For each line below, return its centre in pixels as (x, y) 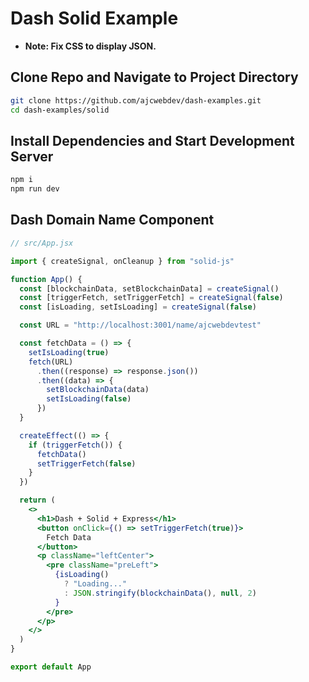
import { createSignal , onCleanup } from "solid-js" (122, 261)
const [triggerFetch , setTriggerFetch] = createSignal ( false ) (151, 298)
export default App (51, 667)
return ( (37, 500)
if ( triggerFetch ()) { (75, 445)
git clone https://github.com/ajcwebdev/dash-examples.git (136, 100)
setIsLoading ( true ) (69, 352)
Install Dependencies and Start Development (152, 140)
